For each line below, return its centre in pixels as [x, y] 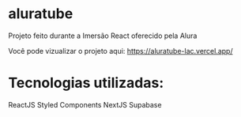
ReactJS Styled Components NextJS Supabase [85, 104]
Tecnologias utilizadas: [86, 83]
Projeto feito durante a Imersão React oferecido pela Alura [103, 36]
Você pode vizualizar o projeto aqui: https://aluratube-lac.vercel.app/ [120, 51]
